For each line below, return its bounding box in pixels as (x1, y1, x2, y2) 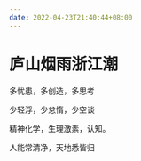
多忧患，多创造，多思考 (9, 85, 95, 96)
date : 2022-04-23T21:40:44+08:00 (9, 12, 133, 22)
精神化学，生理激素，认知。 (9, 123, 111, 133)
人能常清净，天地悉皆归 (9, 141, 95, 152)
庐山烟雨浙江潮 (9, 54, 119, 74)
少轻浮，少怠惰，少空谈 (9, 104, 95, 115)
